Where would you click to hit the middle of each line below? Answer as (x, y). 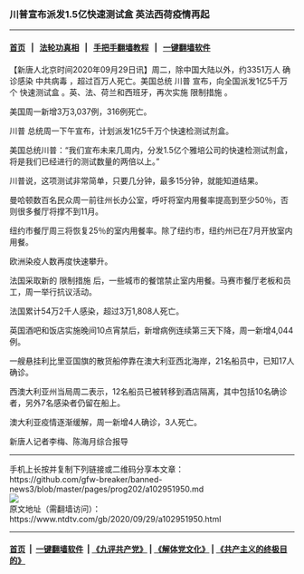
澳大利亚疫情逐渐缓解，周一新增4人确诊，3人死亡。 (105, 422)
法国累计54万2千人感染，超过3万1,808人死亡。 (97, 311)
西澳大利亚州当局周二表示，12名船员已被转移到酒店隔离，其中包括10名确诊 (148, 391)
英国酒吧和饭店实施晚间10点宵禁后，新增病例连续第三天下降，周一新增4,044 (152, 330)
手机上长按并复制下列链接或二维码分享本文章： (96, 469)
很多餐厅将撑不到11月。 (60, 211)
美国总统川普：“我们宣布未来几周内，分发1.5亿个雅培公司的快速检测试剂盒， (151, 150)
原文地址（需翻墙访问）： (55, 509)
